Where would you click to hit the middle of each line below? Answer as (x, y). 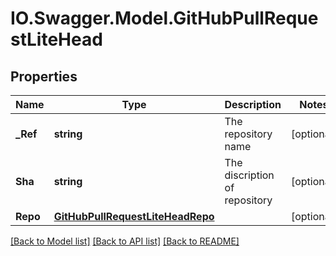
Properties (44, 76)
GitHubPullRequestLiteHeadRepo (134, 216)
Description (253, 104)
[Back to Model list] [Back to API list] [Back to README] (125, 241)
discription (249, 175)
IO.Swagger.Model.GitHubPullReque (164, 18)
